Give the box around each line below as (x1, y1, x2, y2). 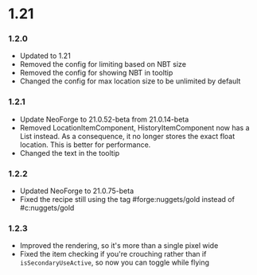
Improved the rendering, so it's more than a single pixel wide (19, 241, 219, 250)
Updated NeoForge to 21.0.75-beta (19, 186, 134, 196)
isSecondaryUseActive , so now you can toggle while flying (19, 258, 209, 267)
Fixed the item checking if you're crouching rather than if (19, 250, 207, 259)
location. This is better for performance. (19, 140, 151, 149)
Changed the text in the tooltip (19, 148, 120, 157)
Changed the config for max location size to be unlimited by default (19, 76, 241, 86)
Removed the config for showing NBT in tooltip (19, 68, 173, 78)
